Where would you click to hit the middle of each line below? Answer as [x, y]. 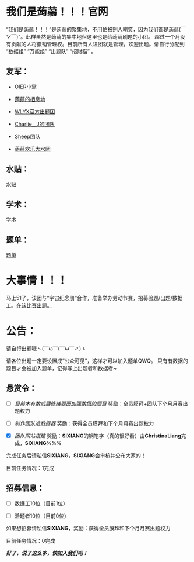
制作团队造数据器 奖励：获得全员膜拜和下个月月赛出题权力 [84, 423]
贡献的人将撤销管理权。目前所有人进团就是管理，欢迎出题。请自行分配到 [98, 44]
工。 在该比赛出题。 [29, 305]
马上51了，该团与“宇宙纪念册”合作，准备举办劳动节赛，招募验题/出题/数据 [94, 298]
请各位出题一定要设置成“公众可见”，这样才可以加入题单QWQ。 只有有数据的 [97, 361]
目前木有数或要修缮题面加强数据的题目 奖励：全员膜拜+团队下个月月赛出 [101, 404]
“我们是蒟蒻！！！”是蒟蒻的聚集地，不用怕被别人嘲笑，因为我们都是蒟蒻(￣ [96, 29]
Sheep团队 [27, 136]
